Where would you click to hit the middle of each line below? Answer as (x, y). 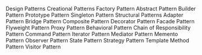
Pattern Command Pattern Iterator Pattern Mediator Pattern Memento (92, 34)
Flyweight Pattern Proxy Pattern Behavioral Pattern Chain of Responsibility (98, 27)
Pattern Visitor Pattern (33, 47)
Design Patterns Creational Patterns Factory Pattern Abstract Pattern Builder (101, 9)
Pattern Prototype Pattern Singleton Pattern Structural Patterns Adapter (95, 15)
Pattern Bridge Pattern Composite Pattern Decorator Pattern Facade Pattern (100, 21)
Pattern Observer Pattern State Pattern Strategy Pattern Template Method (98, 40)
